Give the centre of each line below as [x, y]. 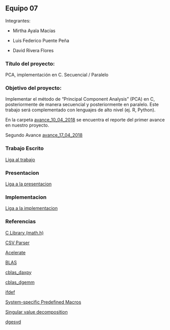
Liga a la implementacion [31, 208]
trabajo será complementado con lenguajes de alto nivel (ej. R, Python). [80, 110]
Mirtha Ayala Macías [34, 31]
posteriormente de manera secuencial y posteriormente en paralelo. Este [82, 105]
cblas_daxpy [18, 272]
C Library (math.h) [25, 232]
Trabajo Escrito [25, 149]
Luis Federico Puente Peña [41, 40]
